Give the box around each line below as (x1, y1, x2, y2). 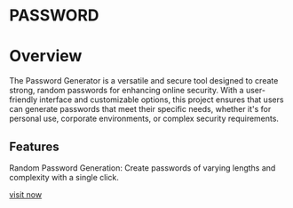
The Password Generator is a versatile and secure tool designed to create (9, 76, 279, 86)
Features (9, 139, 59, 154)
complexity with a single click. (9, 172, 120, 182)
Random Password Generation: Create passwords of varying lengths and (9, 162, 276, 173)
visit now (9, 188, 43, 200)
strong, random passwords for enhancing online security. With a (9, 85, 244, 96)
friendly (9, 94, 38, 105)
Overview (9, 46, 83, 67)
